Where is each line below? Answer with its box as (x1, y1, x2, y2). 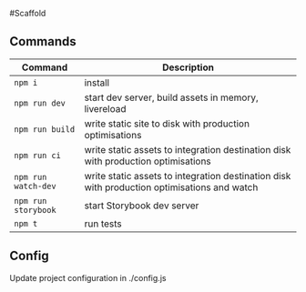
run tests (84, 217, 123, 230)
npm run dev (14, 97, 66, 108)
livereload (84, 102, 127, 115)
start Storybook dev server (84, 199, 199, 212)
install (84, 76, 110, 89)
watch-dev (14, 181, 56, 191)
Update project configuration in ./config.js (9, 272, 167, 283)
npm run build (14, 124, 76, 135)
